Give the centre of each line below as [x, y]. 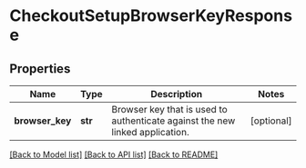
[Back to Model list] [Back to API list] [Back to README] [114, 154]
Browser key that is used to [169, 109]
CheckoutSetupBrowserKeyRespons [151, 16]
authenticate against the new [173, 121]
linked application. [150, 132]
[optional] [271, 121]
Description [176, 94]
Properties [40, 69]
